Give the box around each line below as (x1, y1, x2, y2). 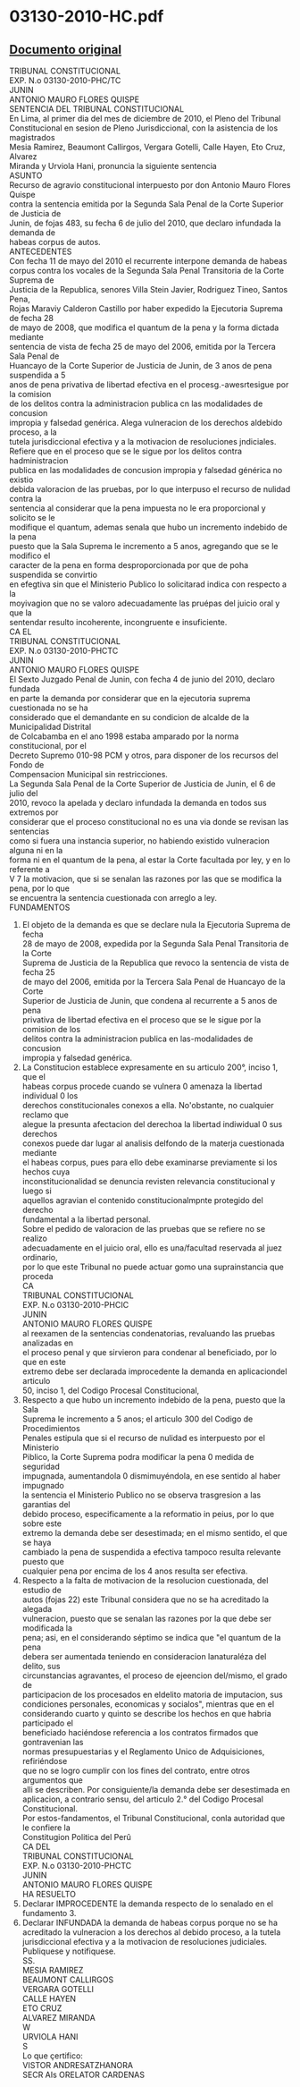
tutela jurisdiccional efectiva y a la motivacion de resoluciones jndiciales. (9, 437, 277, 446)
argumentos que (21, 1775, 83, 1786)
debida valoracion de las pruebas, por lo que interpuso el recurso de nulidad (9, 484, 291, 494)
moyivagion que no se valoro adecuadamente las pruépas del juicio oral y (9, 598, 280, 608)
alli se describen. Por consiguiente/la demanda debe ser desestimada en (21, 1785, 290, 1794)
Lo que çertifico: (21, 2050, 83, 2061)
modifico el (9, 550, 51, 561)
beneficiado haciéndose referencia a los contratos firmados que (21, 1727, 259, 1737)
